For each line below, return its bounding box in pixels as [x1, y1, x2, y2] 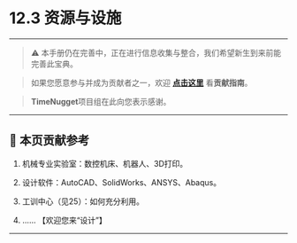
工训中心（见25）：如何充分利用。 [21, 196, 144, 207]
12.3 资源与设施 [9, 8, 122, 28]
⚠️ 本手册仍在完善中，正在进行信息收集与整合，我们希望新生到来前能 [30, 47, 282, 58]
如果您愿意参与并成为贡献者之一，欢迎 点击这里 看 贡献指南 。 [30, 77, 253, 88]
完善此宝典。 [30, 59, 78, 69]
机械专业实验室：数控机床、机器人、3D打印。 [21, 158, 188, 169]
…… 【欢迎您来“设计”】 [21, 215, 108, 225]
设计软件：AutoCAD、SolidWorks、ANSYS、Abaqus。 [21, 176, 222, 187]
